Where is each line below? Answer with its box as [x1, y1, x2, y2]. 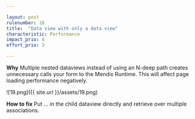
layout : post [6, 14, 39, 20]
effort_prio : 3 [6, 42, 45, 48]
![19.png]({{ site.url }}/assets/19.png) [6, 89, 98, 95]
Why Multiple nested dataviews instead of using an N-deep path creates [6, 64, 188, 71]
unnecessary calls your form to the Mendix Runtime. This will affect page [6, 71, 190, 77]
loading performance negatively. [6, 77, 88, 84]
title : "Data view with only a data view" [6, 25, 118, 31]
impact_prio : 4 [6, 37, 45, 43]
